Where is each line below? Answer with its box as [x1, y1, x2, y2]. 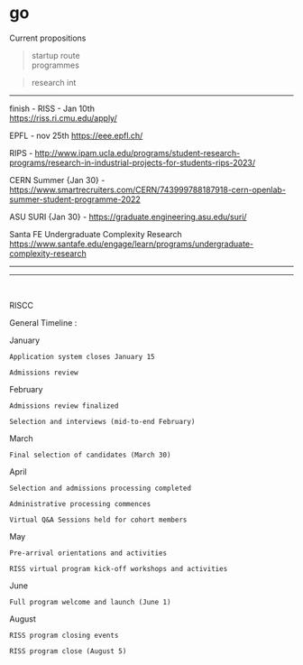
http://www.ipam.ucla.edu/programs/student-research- [34, 147, 241, 158]
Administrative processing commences [9, 499, 151, 508]
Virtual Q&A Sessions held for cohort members [9, 515, 188, 524]
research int [31, 77, 77, 88]
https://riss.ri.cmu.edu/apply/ [9, 112, 117, 124]
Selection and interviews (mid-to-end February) [9, 417, 196, 426]
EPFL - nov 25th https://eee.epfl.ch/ [9, 130, 143, 141]
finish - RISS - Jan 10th [9, 103, 95, 114]
